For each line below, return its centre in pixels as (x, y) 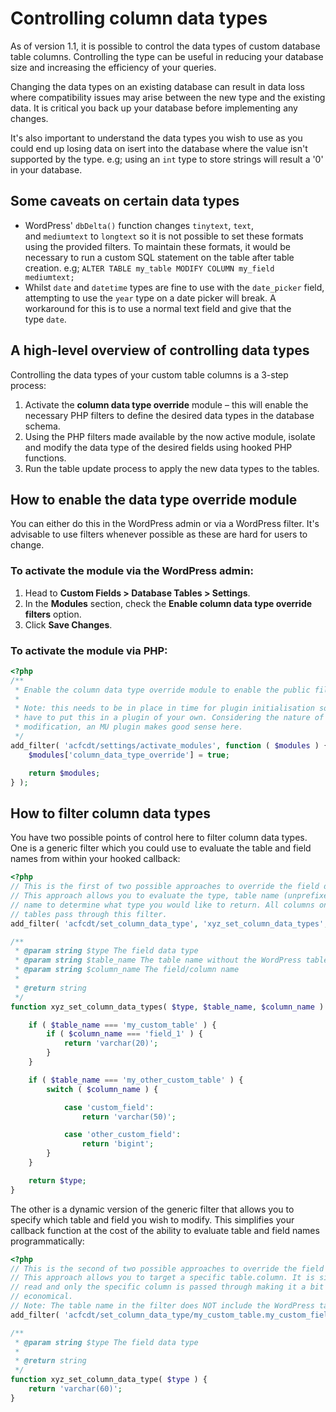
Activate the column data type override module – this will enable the (166, 404)
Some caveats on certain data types (125, 201)
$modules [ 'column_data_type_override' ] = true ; (129, 755)
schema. (42, 426)
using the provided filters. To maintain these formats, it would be (157, 246)
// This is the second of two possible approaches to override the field (167, 1268)
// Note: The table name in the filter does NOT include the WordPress (162, 1306)
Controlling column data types (139, 18)
